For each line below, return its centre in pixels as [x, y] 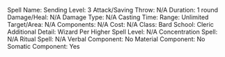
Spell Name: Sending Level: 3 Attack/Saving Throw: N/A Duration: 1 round [113, 10]
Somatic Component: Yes [44, 46]
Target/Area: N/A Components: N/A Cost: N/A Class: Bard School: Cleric [111, 24]
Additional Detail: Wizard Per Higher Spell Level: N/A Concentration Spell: [113, 32]
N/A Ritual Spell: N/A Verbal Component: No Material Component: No [106, 39]
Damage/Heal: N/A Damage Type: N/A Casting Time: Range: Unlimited [108, 17]
